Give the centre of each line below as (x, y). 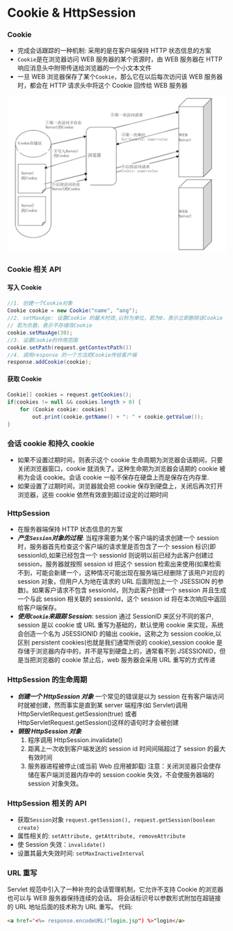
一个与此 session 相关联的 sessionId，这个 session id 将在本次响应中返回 (121, 599)
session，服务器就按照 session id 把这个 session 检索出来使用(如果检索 (119, 564)
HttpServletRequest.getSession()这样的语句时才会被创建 (98, 722)
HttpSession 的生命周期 (47, 679)
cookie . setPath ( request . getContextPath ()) (70, 347)
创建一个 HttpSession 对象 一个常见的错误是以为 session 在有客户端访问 (121, 696)
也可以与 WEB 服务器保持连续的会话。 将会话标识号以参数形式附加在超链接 (114, 898)
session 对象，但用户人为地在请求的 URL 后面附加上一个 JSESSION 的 (117, 582)
